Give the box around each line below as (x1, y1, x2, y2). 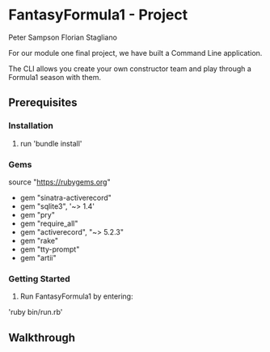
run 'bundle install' (19, 138, 82, 148)
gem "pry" (19, 210, 55, 219)
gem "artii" (19, 252, 57, 262)
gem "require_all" (19, 218, 78, 228)
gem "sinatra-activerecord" (19, 193, 112, 202)
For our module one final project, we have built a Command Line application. (8, 48, 263, 57)
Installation (8, 120, 54, 131)
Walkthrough (8, 330, 75, 345)
